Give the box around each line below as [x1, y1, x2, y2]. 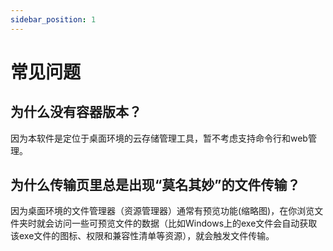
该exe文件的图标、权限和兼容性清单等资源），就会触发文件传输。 [10, 230, 275, 242]
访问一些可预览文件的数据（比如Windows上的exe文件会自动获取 [53, 217, 318, 230]
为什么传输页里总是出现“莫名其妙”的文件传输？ [10, 177, 301, 194]
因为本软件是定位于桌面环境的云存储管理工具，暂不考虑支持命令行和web [10, 132, 308, 144]
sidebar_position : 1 [10, 14, 97, 25]
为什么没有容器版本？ [10, 104, 142, 121]
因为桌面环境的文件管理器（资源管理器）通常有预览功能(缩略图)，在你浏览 [10, 205, 315, 217]
